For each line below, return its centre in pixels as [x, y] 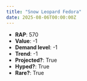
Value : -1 [26, 41]
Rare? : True [29, 73]
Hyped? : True [32, 66]
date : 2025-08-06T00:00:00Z [41, 17]
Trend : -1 [26, 53]
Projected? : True [36, 60]
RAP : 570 [27, 34]
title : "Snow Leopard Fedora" [44, 12]
